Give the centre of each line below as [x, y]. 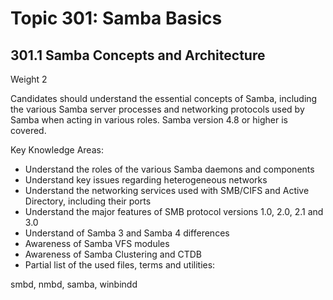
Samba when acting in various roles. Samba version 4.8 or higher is [149, 120]
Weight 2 [29, 79]
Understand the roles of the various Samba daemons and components [169, 169]
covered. [28, 130]
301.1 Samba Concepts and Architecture [138, 55]
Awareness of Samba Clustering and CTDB [113, 254]
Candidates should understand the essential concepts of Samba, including [164, 98]
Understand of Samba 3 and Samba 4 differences [127, 233]
